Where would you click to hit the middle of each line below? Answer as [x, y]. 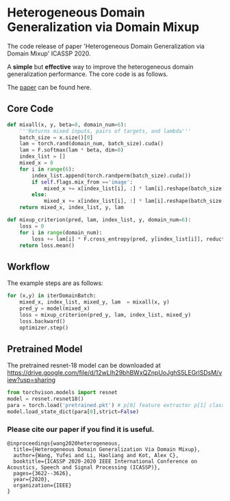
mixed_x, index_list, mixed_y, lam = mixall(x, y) [94, 302]
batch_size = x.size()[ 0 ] [56, 137]
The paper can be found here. [49, 87]
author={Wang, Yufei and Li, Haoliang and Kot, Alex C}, [96, 456]
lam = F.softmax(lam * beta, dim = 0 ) [72, 150]
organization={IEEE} [42, 486]
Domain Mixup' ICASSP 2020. [49, 53]
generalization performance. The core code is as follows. [88, 74]
